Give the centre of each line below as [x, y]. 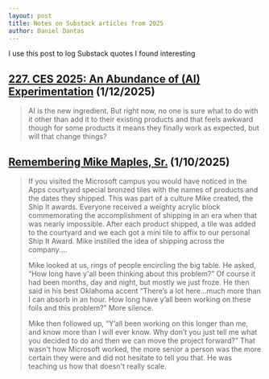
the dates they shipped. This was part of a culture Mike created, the [141, 198]
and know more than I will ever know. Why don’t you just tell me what [143, 332]
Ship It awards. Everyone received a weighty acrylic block [124, 207]
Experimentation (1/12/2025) [82, 91]
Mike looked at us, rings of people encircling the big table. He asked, [142, 265]
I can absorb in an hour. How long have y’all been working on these [139, 299]
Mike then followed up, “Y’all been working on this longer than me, [138, 323]
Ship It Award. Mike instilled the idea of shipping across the [126, 241]
